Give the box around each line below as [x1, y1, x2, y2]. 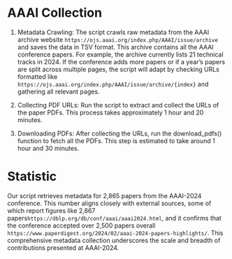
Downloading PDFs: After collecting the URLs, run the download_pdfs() [17, 129, 222, 138]
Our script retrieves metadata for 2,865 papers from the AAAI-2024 [7, 191, 202, 200]
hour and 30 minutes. [17, 144, 80, 152]
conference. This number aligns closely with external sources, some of [7, 199, 212, 207]
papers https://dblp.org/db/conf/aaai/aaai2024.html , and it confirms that [7, 214, 222, 222]
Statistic [7, 169, 57, 184]
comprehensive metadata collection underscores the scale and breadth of [7, 236, 221, 244]
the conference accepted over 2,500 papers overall [7, 221, 156, 230]
